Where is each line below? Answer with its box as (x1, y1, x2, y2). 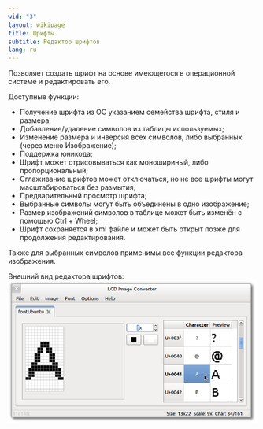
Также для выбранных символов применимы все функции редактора (8, 248, 243, 257)
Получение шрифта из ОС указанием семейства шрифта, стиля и (19, 107, 240, 117)
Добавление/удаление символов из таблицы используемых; (19, 124, 224, 134)
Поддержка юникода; (19, 150, 93, 159)
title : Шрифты (8, 29, 55, 37)
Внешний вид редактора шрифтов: (8, 272, 124, 281)
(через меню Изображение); (19, 141, 117, 150)
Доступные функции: (8, 92, 80, 102)
